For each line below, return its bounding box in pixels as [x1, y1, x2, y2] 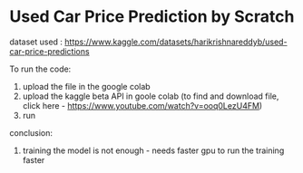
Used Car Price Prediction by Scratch [9, 6, 295, 27]
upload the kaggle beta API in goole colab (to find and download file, [22, 91, 279, 101]
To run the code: [9, 63, 72, 74]
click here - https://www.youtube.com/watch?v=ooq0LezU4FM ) [22, 100, 263, 111]
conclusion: [9, 127, 53, 138]
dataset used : [9, 36, 64, 47]
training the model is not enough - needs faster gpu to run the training [22, 145, 285, 156]
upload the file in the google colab [22, 81, 151, 91]
